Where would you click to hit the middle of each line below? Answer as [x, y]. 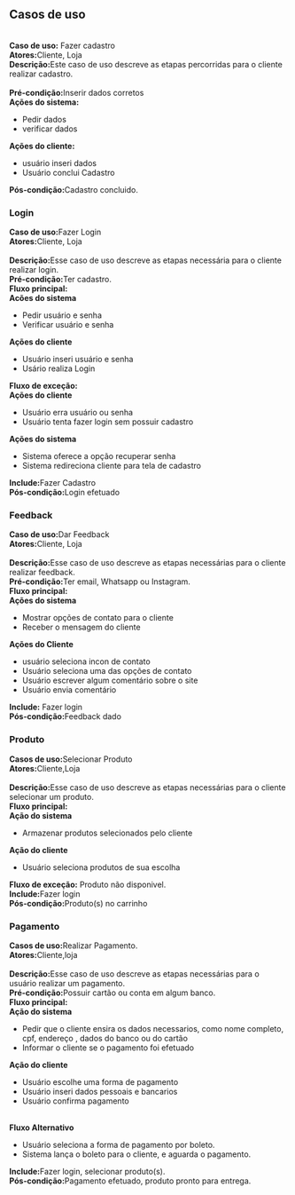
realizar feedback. [42, 573]
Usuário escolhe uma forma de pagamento [100, 1082]
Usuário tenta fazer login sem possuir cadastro [108, 422]
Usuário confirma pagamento [76, 1101]
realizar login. [34, 270]
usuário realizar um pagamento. [67, 983]
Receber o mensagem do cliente [81, 627]
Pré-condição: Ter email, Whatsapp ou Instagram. [100, 582]
